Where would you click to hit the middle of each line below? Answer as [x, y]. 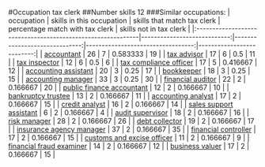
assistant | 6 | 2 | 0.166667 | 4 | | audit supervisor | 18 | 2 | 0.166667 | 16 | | [129, 113]
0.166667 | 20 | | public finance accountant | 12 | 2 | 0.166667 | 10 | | [119, 87]
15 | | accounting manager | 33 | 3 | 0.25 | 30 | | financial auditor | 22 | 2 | [127, 79]
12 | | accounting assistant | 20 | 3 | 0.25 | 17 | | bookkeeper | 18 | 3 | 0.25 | [129, 71]
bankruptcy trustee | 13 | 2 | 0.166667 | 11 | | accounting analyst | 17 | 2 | [125, 96]
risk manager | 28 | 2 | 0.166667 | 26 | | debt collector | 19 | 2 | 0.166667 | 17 [131, 121]
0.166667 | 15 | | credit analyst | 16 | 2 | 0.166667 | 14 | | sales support [121, 104]
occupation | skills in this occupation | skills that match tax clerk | [114, 20]
